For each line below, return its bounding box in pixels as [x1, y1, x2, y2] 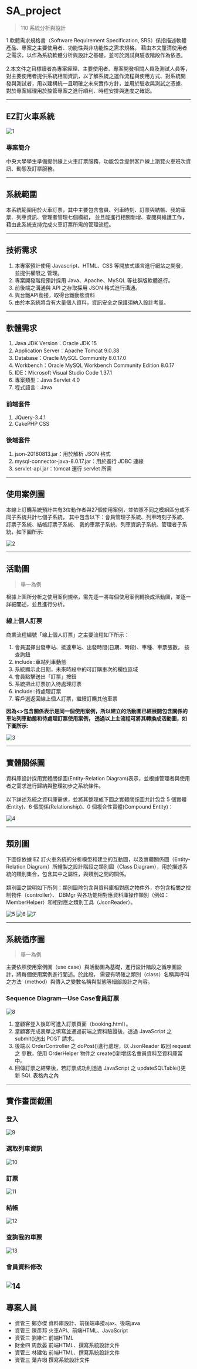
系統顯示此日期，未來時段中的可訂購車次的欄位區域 [14, 666, 138, 673]
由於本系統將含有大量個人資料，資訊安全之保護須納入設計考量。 [14, 299, 169, 306]
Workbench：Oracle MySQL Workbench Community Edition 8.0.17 [14, 362, 175, 369]
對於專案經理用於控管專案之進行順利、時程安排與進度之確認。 [6, 87, 155, 94]
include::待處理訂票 [14, 688, 62, 694]
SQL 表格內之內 [21, 1071, 59, 1078]
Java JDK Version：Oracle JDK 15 [14, 340, 97, 347]
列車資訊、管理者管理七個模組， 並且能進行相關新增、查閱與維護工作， [16, 213, 188, 221]
